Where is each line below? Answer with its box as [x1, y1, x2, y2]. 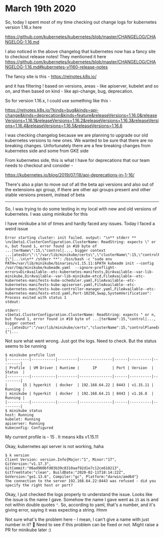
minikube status [9, 408, 42, 413]
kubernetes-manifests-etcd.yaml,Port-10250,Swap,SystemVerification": [5, 291, 152, 296]
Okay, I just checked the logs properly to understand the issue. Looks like [5, 491, 153, 497]
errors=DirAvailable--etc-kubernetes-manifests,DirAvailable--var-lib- [5, 269, 154, 274]
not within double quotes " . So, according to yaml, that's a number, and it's [5, 502, 156, 508]
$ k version [5, 453, 29, 458]
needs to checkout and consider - [5, 162, 73, 168]
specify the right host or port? [5, 483, 73, 488]
